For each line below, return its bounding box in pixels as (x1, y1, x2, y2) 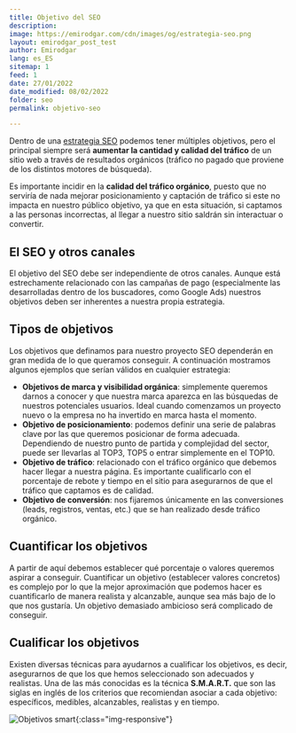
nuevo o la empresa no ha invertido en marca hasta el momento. (21, 409, 257, 420)
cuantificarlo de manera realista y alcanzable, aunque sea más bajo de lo (9, 590, 277, 601)
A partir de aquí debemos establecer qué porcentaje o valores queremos (9, 562, 275, 573)
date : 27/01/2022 (9, 79, 74, 88)
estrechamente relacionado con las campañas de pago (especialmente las (9, 277, 281, 288)
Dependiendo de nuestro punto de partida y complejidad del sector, (21, 438, 270, 448)
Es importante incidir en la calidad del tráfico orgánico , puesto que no (9, 181, 267, 191)
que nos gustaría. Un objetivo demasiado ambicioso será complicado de (9, 600, 273, 611)
